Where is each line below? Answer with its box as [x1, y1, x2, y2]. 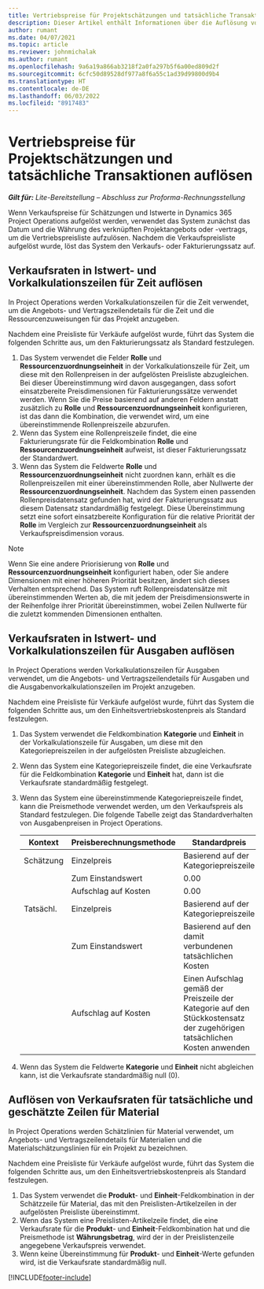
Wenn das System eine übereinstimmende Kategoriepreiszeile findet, [19, 792, 244, 803]
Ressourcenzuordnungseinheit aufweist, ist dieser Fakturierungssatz [19, 445, 247, 454]
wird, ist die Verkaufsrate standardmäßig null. [19, 1257, 167, 1267]
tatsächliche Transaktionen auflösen [8, 167, 253, 185]
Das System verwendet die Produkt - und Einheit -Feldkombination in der [19, 1190, 255, 1200]
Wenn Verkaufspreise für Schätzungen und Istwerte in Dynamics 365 [8, 208, 233, 217]
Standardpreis [192, 837, 247, 848]
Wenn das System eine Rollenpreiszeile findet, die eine [19, 428, 197, 438]
